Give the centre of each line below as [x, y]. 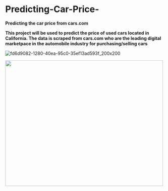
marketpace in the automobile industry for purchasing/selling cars [76, 43]
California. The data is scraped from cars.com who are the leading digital [83, 38]
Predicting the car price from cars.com [47, 23]
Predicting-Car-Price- [52, 9]
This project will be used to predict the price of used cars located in [77, 33]
